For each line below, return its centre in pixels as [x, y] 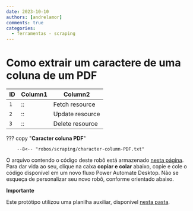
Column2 [77, 94]
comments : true [25, 23]
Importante [20, 191]
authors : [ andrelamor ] [34, 17]
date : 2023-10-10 [28, 12]
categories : [21, 28]
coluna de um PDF [52, 76]
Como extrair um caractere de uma [94, 63]
